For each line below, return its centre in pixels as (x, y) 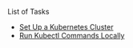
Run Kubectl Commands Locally (72, 36)
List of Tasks (28, 12)
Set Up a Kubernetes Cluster (66, 27)
